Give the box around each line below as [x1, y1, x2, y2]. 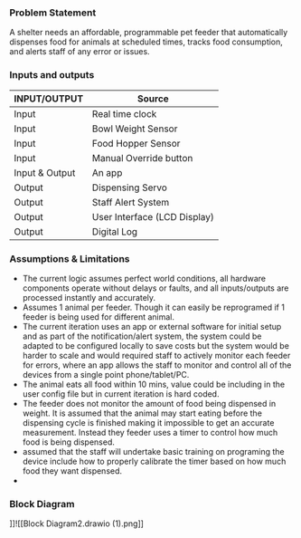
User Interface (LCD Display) [91, 210, 215, 223]
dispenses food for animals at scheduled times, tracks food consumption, [9, 36, 283, 47]
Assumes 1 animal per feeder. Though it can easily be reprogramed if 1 [22, 302, 285, 312]
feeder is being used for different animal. [22, 311, 174, 322]
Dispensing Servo [91, 181, 167, 194]
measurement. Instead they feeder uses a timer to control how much [22, 427, 278, 437]
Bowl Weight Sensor [91, 122, 178, 135]
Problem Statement [9, 6, 97, 19]
